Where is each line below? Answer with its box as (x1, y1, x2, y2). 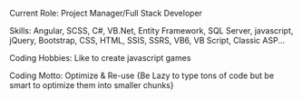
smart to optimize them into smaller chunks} (9, 80, 174, 90)
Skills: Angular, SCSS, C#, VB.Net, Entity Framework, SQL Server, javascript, (9, 25, 294, 35)
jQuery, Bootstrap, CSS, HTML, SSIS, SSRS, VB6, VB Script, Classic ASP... (9, 35, 286, 45)
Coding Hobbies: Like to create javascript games (9, 53, 191, 63)
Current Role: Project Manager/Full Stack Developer (9, 8, 202, 18)
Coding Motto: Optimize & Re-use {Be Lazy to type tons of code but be (9, 70, 275, 81)
